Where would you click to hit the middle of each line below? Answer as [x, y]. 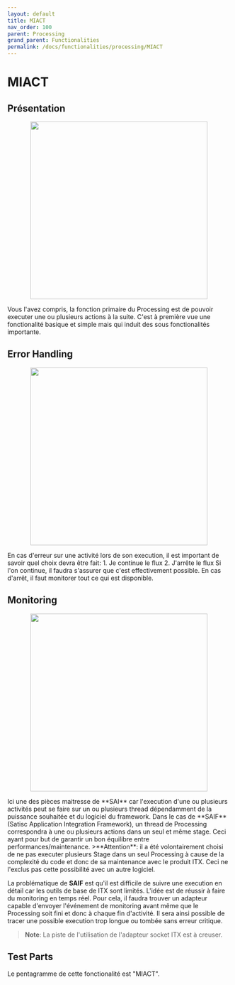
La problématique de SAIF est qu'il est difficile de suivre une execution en [115, 883]
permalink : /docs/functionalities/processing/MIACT [85, 47]
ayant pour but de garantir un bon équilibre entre [79, 839]
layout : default [31, 14]
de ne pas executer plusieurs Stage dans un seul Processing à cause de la [116, 854]
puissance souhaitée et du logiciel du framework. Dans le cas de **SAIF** [117, 816]
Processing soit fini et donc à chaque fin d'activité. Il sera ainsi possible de [116, 913]
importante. [24, 332]
